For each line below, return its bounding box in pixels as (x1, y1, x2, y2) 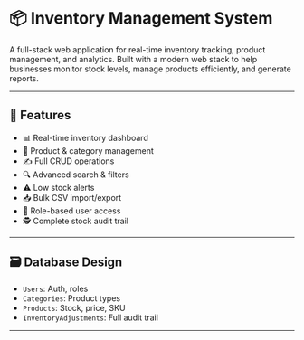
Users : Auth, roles (22, 283, 89, 294)
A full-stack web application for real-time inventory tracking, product (9, 43, 266, 55)
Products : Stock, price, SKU (22, 302, 126, 313)
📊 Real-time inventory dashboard (22, 132, 149, 143)
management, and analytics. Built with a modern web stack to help (9, 53, 258, 64)
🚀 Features (9, 108, 71, 123)
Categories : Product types (22, 292, 120, 304)
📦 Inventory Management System (9, 8, 273, 29)
